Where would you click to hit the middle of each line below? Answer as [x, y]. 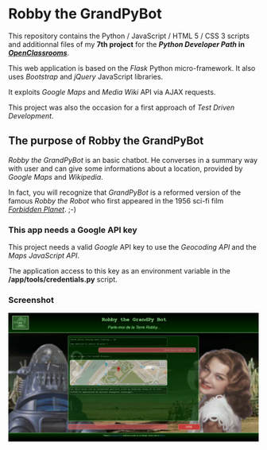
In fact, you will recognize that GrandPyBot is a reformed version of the [124, 192]
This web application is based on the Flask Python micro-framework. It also [132, 68]
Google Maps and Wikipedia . [56, 177]
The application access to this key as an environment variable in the [119, 271]
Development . [31, 115]
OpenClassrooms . [39, 52]
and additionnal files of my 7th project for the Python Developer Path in [126, 44]
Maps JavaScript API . [44, 256]
